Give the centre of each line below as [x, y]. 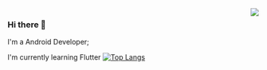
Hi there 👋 [27, 25]
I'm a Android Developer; [48, 42]
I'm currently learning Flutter [54, 57]
